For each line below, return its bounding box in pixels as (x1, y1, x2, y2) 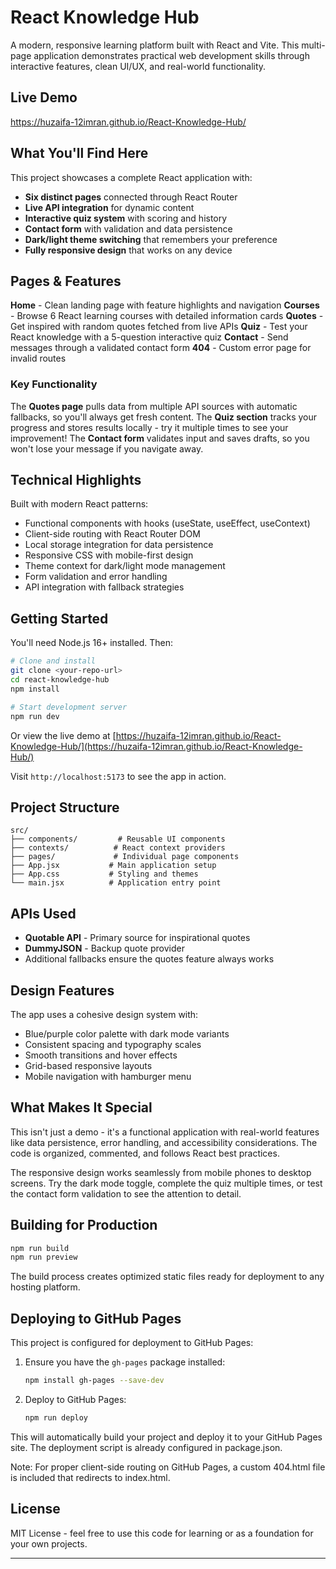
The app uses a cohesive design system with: (10, 1008, 199, 1020)
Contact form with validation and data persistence (24, 222, 233, 235)
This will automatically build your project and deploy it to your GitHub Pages (10, 1431, 323, 1443)
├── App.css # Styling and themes (10, 869, 199, 880)
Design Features (10, 982, 115, 999)
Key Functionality (10, 377, 98, 391)
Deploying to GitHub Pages (10, 1310, 182, 1327)
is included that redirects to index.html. (10, 1471, 171, 1483)
